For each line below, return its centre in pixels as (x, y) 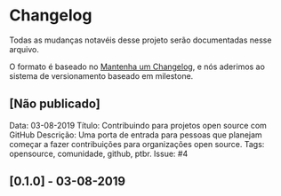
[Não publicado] (55, 104)
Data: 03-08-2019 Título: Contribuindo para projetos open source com (138, 125)
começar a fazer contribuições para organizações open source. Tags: (137, 144)
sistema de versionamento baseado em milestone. (101, 75)
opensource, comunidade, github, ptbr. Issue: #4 (99, 153)
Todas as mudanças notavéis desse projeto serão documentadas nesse (140, 40)
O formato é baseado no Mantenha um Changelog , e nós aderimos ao (137, 67)
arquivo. (24, 49)
